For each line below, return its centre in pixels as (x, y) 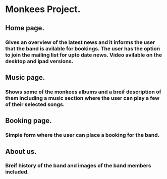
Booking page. (29, 121)
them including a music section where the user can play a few (82, 98)
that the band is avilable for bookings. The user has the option (83, 48)
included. (17, 172)
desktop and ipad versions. (39, 61)
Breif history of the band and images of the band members (78, 166)
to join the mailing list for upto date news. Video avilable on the (84, 55)
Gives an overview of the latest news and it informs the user (80, 42)
